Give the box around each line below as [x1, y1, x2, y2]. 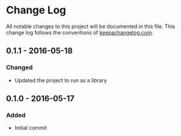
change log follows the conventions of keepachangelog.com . [6, 29, 153, 36]
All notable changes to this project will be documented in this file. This [6, 23, 176, 30]
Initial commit [14, 124, 47, 131]
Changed [6, 64, 33, 72]
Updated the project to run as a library [14, 76, 107, 83]
